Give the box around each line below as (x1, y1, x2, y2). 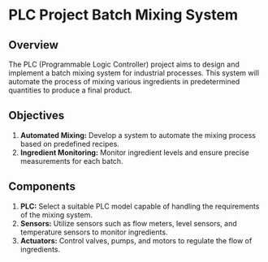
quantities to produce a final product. (8, 85, 132, 95)
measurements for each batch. (19, 156, 123, 165)
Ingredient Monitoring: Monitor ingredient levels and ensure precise (19, 148, 250, 157)
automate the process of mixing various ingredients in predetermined (8, 77, 240, 86)
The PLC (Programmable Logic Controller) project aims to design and (8, 59, 240, 69)
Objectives (8, 109, 65, 122)
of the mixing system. (19, 209, 93, 220)
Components (8, 180, 76, 194)
